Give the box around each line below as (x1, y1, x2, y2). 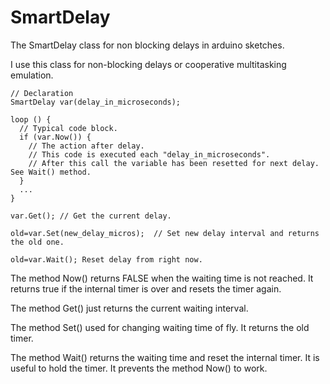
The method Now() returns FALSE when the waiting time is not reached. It (10, 272, 314, 284)
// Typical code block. (19, 123, 118, 133)
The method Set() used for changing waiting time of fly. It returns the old (10, 321, 310, 333)
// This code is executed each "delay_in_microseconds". (28, 149, 271, 160)
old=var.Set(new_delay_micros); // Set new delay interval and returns (10, 228, 320, 238)
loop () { (10, 114, 52, 125)
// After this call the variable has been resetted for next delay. (28, 158, 320, 168)
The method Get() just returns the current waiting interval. (10, 302, 249, 314)
